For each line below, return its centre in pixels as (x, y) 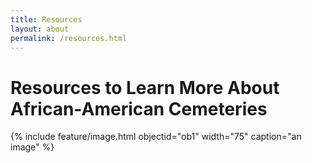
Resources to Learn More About (145, 87)
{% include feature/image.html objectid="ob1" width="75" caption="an (156, 137)
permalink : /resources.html (69, 38)
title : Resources (46, 19)
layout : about (40, 29)
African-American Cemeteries (139, 108)
